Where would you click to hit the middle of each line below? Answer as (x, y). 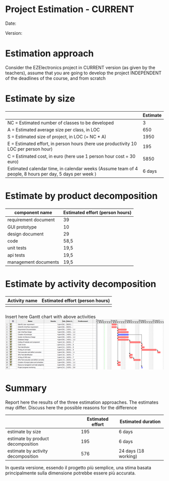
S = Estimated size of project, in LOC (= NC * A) (57, 137)
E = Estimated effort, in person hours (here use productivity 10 (72, 144)
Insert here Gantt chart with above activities (51, 316)
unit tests (17, 248)
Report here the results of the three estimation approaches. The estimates (82, 402)
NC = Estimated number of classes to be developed (61, 123)
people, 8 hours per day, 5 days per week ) (52, 174)
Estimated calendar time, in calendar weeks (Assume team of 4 (73, 168)
